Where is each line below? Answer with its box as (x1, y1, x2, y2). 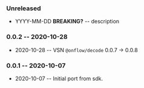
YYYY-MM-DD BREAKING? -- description (15, 18, 120, 25)
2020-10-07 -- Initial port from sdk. (15, 75, 103, 82)
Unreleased (6, 4, 41, 13)
